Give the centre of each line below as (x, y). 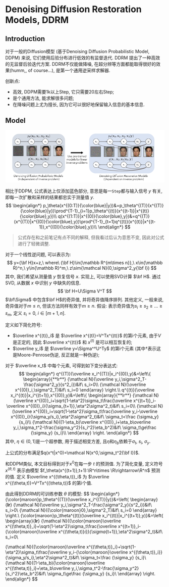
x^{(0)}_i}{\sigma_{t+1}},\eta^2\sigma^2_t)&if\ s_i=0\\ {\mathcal (92, 406)
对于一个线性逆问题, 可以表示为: (38, 255)
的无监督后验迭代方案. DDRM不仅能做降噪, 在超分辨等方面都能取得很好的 (81, 64)
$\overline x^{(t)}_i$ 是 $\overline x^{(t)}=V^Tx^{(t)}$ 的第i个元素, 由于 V (87, 335)
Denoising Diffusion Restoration (74, 9)
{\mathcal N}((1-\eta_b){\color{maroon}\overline (55, 563)
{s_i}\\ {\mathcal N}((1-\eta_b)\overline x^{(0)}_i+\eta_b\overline (85, 422)
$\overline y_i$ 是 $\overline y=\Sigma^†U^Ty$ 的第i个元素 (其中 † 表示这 (87, 348)
